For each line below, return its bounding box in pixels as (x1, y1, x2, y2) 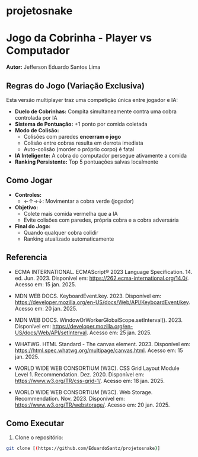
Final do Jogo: (14, 222, 51, 229)
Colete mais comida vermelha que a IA (23, 210, 118, 217)
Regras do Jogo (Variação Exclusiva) (6, 81, 145, 91)
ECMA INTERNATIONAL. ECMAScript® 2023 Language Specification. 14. (14, 268, 193, 275)
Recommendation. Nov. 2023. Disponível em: (14, 395, 126, 402)
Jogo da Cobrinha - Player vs (6, 31, 152, 45)
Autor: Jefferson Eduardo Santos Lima (6, 63, 101, 71)
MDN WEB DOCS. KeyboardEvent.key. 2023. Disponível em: (14, 292, 162, 299)
